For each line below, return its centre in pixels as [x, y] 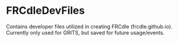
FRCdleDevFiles [45, 11]
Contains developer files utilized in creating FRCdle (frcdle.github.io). [89, 26]
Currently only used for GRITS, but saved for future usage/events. [85, 32]
